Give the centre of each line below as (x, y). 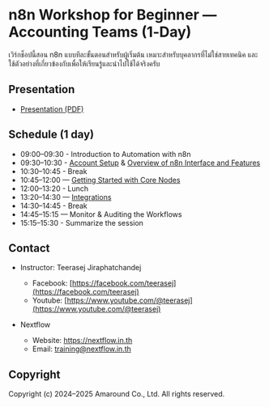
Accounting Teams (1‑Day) (100, 32)
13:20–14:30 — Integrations (66, 197)
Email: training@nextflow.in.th (82, 349)
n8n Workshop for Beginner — (113, 15)
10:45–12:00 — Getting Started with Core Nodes (100, 180)
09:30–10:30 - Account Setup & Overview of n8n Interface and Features (140, 163)
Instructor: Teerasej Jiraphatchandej (81, 268)
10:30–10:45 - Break (53, 171)
